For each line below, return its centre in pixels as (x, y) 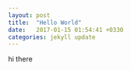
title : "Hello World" (45, 23)
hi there (20, 59)
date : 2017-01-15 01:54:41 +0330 (66, 30)
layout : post (29, 15)
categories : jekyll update (52, 37)
